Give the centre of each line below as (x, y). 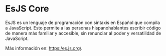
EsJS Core (27, 9)
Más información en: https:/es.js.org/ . (44, 48)
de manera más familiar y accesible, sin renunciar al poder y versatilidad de (83, 33)
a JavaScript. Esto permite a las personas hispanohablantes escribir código (83, 27)
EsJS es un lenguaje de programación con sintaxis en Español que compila (83, 22)
